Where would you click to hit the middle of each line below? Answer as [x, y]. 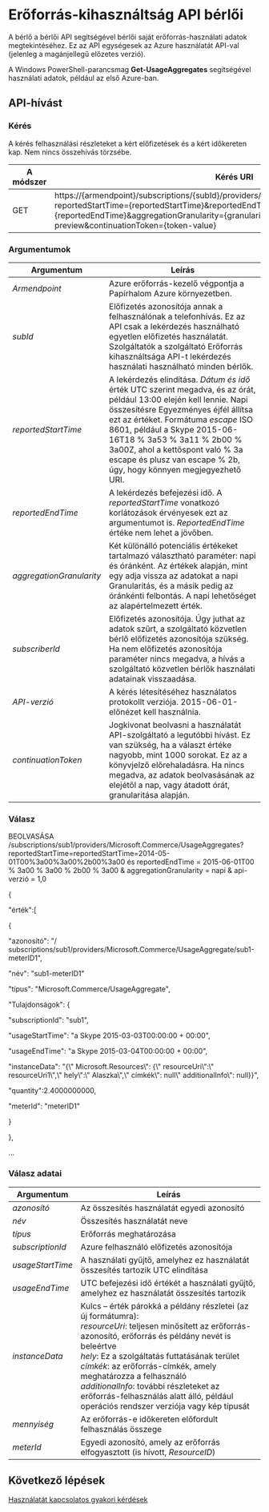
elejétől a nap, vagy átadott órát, [170, 785]
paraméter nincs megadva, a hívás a [177, 658]
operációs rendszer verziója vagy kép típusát [165, 1405]
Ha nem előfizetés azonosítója [166, 649]
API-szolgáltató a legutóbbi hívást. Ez [180, 734]
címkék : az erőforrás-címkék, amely [149, 1365]
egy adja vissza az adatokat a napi [174, 576]
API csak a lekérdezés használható [175, 326]
